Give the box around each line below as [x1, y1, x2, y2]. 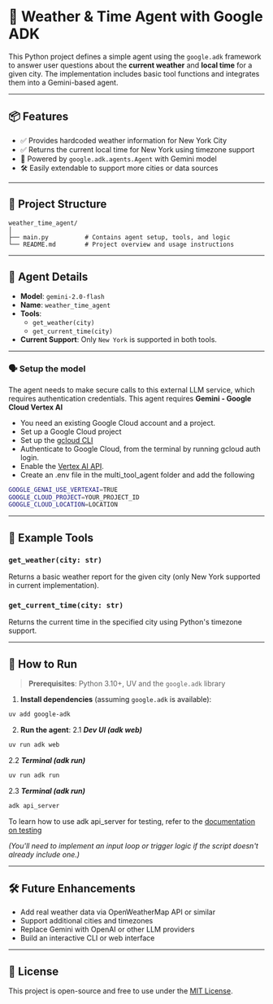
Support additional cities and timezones [19, 916, 154, 926]
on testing [8, 825, 42, 835]
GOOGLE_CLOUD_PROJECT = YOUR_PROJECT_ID [8, 493, 140, 502]
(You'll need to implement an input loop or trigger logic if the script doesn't [8, 840, 258, 850]
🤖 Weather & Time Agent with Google [8, 7, 263, 26]
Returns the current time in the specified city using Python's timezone [8, 617, 242, 627]
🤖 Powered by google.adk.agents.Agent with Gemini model [19, 154, 218, 164]
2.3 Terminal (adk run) [8, 786, 85, 796]
